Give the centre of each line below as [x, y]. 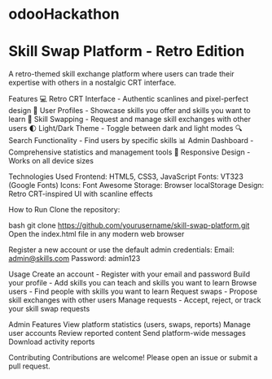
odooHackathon [64, 14]
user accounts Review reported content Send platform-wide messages [127, 333]
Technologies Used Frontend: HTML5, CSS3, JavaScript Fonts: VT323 [126, 176]
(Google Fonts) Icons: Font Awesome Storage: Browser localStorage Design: [136, 185]
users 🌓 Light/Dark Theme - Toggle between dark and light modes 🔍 [125, 129]
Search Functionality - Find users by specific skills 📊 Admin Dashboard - [131, 141]
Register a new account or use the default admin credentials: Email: [121, 250]
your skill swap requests [49, 309]
